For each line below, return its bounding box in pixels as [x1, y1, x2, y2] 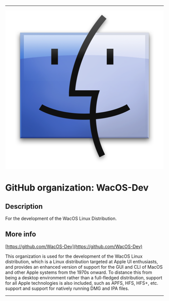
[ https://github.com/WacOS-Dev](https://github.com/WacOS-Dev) [5, 243, 143, 250]
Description [5, 202, 43, 211]
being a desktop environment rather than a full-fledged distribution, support [5, 274, 162, 280]
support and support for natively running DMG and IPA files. [5, 285, 129, 291]
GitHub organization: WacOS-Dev [5, 182, 149, 194]
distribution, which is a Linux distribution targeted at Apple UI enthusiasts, [5, 258, 158, 265]
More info [5, 230, 36, 238]
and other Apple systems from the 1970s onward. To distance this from [5, 269, 152, 275]
